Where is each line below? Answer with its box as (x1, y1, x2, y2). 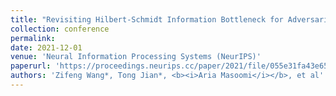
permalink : (10, 33, 56, 43)
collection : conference (10, 24, 110, 34)
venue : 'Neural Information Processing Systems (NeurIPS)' (10, 52, 262, 62)
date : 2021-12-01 (10, 42, 83, 53)
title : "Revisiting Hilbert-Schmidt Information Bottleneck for (10, 14, 284, 25)
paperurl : (10, 61, 52, 71)
